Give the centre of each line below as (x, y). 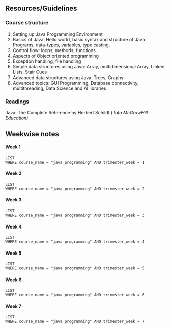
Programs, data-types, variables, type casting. (61, 45)
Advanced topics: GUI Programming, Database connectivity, (76, 83)
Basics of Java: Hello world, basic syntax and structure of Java (79, 39)
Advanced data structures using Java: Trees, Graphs (68, 77)
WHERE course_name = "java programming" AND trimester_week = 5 (75, 268)
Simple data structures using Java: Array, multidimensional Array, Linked (89, 66)
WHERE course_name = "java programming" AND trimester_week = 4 (75, 242)
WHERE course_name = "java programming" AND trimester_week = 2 (75, 189)
